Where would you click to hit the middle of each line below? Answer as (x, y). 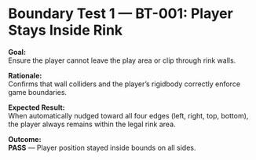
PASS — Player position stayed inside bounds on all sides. (102, 147)
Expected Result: (37, 107)
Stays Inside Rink (66, 30)
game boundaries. (38, 92)
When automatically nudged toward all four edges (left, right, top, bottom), (128, 115)
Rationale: (25, 75)
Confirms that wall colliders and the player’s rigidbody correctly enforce (124, 84)
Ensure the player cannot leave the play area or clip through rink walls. (122, 60)
